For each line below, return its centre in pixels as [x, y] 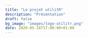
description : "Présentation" [35, 14]
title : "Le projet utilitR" [34, 10]
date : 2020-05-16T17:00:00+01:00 [40, 28]
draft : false [19, 19]
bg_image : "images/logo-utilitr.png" [44, 23]
